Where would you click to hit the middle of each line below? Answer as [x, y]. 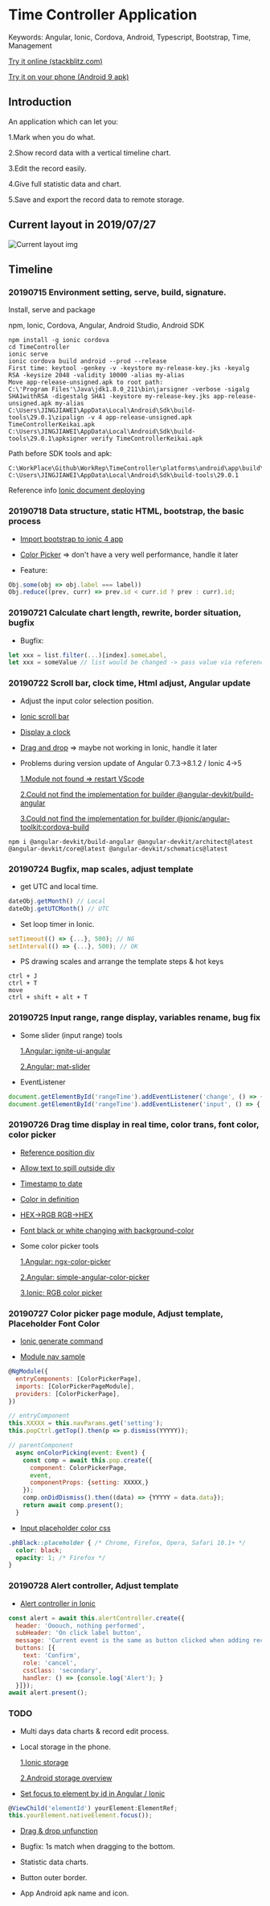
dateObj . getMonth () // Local [57, 901]
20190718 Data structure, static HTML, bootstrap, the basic [126, 511]
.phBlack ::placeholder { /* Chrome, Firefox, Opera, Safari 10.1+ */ [127, 1542]
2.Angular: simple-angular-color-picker [85, 1277]
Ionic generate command [61, 1341]
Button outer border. [53, 1878]
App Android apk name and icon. [74, 1893]
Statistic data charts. [54, 1862]
